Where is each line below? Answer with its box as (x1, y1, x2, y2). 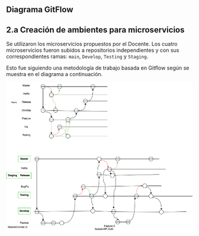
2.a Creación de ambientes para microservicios (6, 25, 185, 35)
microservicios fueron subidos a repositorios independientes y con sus (6, 47, 179, 54)
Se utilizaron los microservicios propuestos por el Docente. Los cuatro (6, 41, 178, 48)
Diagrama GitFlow (6, 5, 73, 15)
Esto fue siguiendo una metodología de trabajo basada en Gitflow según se (6, 64, 190, 71)
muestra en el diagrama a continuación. (6, 71, 103, 78)
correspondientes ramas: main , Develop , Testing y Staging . (6, 53, 149, 60)
